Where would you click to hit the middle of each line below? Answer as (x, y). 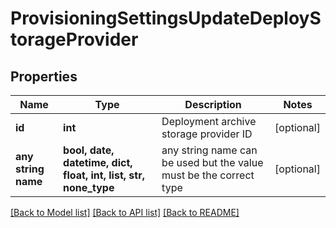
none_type (89, 187)
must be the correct (208, 175)
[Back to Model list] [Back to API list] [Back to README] (125, 212)
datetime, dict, (98, 162)
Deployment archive (209, 121)
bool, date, (89, 150)
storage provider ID (207, 134)
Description (213, 104)
